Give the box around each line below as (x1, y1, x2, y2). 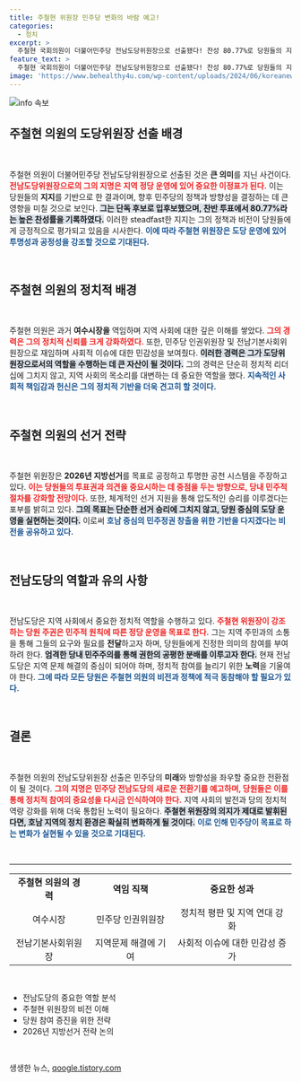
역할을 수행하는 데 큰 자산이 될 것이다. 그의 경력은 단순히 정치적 (54, 359, 272, 370)
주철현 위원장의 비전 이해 (21, 1003, 109, 1014)
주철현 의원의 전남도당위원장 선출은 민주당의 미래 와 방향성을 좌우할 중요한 (9, 772, 266, 782)
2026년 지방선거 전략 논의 (21, 1025, 115, 1036)
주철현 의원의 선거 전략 (9, 427, 127, 442)
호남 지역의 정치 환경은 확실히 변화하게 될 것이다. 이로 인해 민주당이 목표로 (28, 816, 283, 827)
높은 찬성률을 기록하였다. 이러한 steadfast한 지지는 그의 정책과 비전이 (18, 214, 261, 224)
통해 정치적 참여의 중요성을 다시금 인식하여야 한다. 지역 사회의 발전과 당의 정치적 (9, 794, 288, 805)
